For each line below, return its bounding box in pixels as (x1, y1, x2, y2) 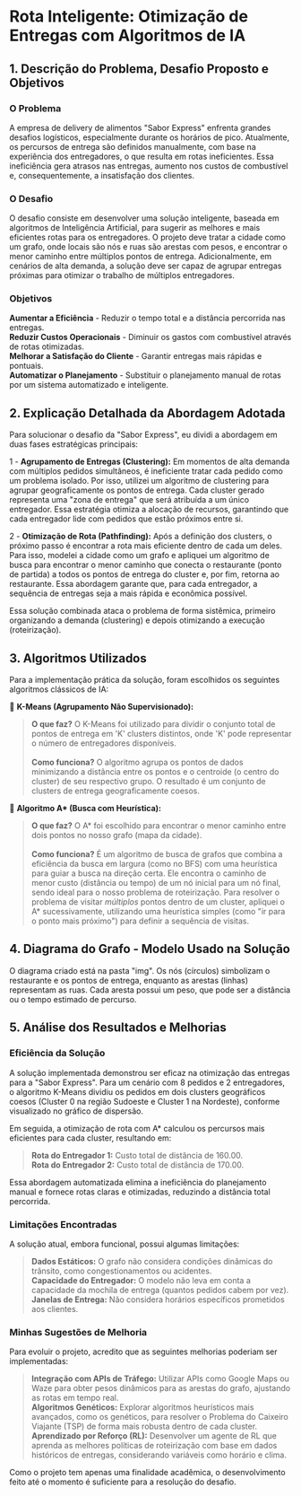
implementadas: (9, 1356, 69, 1367)
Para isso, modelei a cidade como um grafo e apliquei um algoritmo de (9, 550, 271, 561)
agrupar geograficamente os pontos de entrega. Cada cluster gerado (9, 485, 265, 495)
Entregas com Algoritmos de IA (9, 25, 246, 46)
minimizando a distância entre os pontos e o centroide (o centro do (30, 766, 279, 777)
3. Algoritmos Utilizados (9, 651, 148, 666)
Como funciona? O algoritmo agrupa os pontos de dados (30, 757, 244, 768)
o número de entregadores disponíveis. (30, 738, 176, 748)
